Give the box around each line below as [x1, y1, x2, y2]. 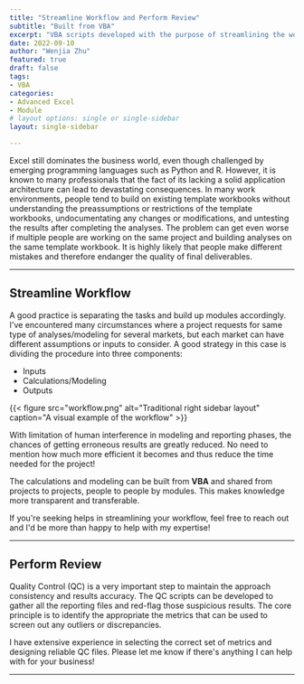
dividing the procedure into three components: [9, 348, 183, 359]
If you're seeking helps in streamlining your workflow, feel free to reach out [9, 512, 290, 523]
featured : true [9, 55, 67, 64]
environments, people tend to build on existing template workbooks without [9, 193, 291, 204]
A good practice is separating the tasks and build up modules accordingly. [9, 309, 287, 321]
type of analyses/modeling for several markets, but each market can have [9, 329, 285, 340]
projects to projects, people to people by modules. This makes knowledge [9, 485, 285, 496]
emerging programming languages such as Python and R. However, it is [9, 164, 276, 175]
